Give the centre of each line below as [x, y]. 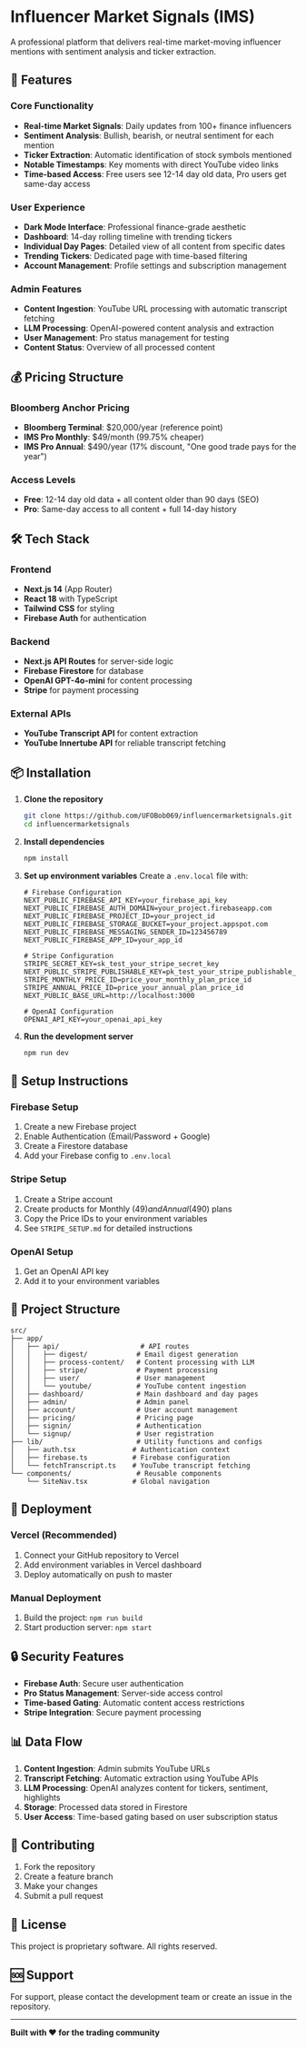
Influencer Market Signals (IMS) [133, 17]
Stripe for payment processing [81, 690]
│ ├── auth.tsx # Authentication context [120, 1449]
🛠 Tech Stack [50, 539]
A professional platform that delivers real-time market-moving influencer [146, 42]
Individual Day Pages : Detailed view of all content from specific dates [154, 246]
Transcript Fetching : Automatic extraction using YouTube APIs [141, 1778]
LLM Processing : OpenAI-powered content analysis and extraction [149, 328]
